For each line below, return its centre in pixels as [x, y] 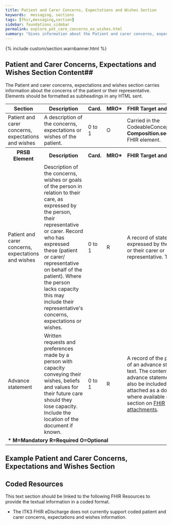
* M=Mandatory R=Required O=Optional [58, 440]
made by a [57, 355]
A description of [63, 117]
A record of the [145, 358]
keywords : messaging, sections [40, 15]
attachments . [143, 410]
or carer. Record [63, 231]
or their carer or [146, 250]
